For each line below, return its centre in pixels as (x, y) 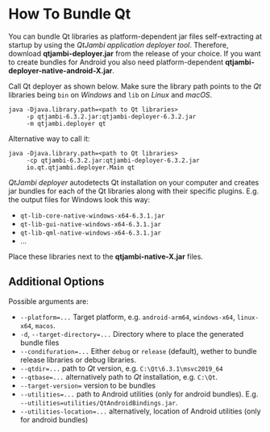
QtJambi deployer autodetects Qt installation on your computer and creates (134, 182)
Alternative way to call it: (49, 139)
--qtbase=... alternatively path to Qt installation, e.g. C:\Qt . (119, 376)
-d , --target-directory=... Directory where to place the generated (132, 334)
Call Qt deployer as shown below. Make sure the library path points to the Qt (135, 86)
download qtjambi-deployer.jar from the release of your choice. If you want (135, 53)
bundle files (39, 343)
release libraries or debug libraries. (78, 359)
